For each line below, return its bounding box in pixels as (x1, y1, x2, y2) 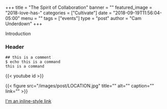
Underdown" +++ (5, 20, 42, 27)
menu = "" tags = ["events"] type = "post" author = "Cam (21, 15, 141, 21)
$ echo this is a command (5, 59, 60, 64)
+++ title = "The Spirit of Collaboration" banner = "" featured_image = (5, 5, 152, 10)
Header (5, 43, 25, 50)
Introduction (5, 31, 31, 36)
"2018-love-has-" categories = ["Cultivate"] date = (5, 10, 112, 16)
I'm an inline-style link (5, 98, 52, 104)
